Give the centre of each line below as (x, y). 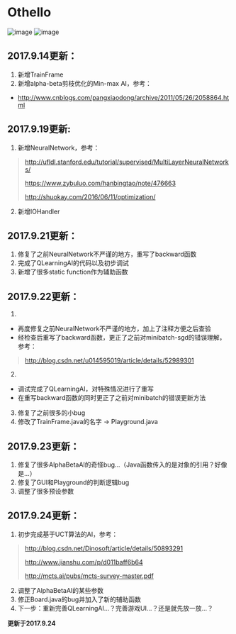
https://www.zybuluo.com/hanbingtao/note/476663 (100, 183)
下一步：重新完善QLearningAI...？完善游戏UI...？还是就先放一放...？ (116, 608)
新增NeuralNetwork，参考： (58, 148)
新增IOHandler (39, 211)
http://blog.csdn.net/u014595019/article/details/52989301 (109, 361)
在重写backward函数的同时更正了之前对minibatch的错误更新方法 (112, 398)
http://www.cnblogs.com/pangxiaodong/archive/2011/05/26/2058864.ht (123, 97)
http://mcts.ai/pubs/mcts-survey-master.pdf (89, 576)
